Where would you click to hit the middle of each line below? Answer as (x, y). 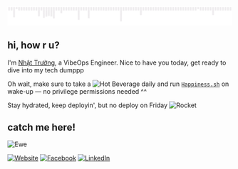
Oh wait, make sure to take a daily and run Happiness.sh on (118, 84)
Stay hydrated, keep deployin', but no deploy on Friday (88, 105)
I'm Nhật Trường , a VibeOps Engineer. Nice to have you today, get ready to (117, 62)
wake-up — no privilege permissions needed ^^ (77, 91)
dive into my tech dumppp (46, 70)
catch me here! (42, 127)
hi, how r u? (33, 45)
